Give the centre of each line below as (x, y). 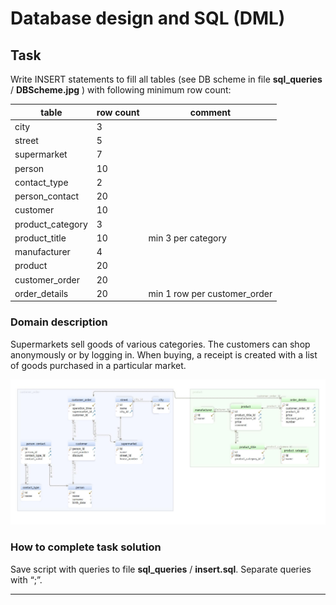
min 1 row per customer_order (210, 293)
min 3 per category (187, 238)
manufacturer (42, 251)
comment (210, 112)
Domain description (59, 322)
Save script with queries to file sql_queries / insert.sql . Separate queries (161, 569)
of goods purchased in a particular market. (98, 365)
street (26, 140)
